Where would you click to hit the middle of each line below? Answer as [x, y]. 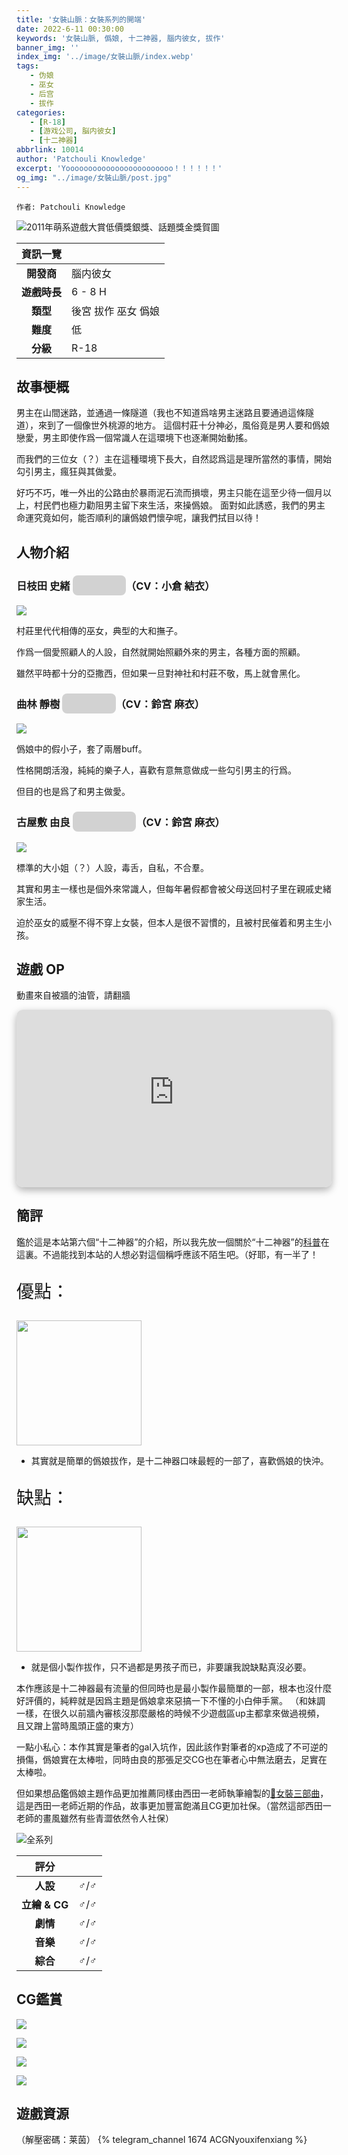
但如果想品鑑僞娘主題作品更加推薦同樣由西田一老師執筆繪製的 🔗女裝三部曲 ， [172, 1793]
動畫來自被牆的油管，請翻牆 [73, 995]
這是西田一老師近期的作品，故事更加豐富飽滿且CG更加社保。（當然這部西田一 [174, 1805]
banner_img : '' [48, 47]
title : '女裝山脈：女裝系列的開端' [81, 19]
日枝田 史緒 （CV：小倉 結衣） [116, 586]
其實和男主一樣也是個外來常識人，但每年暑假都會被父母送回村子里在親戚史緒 [174, 888]
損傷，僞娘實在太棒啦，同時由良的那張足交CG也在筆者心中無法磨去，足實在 [172, 1759]
